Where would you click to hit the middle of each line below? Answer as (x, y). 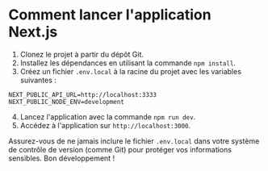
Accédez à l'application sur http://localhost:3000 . (105, 125)
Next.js (33, 32)
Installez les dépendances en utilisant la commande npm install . (128, 63)
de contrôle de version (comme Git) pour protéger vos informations (120, 149)
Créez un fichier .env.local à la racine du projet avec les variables (131, 71)
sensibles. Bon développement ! (62, 158)
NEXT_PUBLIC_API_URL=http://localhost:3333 (83, 94)
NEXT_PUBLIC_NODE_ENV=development (67, 102)
